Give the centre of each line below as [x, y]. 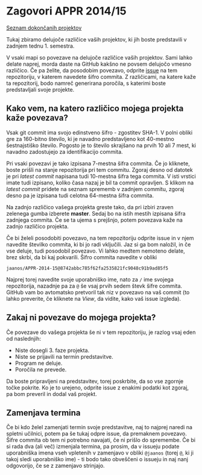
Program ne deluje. [39, 363]
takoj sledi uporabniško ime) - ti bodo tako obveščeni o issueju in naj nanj [97, 459]
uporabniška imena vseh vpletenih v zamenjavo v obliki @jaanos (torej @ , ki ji [100, 453]
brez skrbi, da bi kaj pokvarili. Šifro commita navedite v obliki [82, 257]
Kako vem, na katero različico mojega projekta [95, 109]
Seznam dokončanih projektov [44, 28]
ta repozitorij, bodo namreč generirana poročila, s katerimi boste [86, 83]
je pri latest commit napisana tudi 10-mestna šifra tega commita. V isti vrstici [101, 176]
